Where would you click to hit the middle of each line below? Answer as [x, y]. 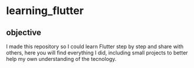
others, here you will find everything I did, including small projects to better [97, 53]
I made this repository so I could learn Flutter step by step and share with [95, 46]
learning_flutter [45, 11]
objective [24, 33]
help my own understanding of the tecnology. [61, 59]
